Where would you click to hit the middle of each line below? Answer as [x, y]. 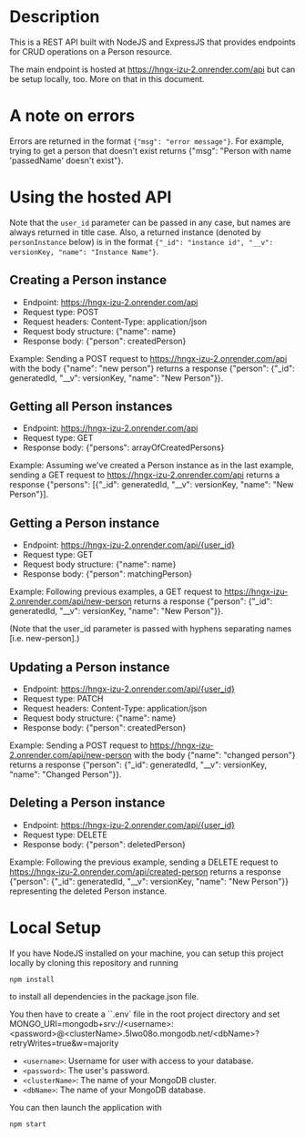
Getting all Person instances [91, 407]
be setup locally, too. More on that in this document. [107, 78]
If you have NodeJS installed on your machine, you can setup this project [147, 953]
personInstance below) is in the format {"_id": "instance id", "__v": [142, 241]
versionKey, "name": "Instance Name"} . [84, 251]
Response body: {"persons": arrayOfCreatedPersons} [123, 447]
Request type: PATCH [63, 699]
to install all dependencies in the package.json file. [104, 996]
